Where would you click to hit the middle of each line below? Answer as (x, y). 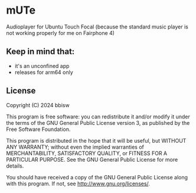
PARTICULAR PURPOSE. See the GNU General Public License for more (92, 159)
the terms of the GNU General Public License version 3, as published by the (98, 123)
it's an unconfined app (42, 66)
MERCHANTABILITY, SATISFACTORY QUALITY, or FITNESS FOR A (86, 153)
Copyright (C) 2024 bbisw (38, 105)
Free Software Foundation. (38, 129)
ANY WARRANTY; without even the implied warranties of (75, 147)
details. (15, 166)
